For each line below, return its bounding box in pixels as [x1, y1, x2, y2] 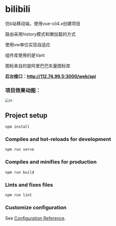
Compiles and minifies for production [5, 158, 97, 165]
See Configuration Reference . [5, 215, 66, 222]
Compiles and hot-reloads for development [5, 136, 112, 143]
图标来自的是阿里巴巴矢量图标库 [5, 63, 70, 69]
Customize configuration [5, 204, 67, 211]
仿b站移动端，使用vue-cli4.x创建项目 [5, 20, 81, 26]
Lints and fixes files [5, 181, 54, 188]
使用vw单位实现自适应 [5, 41, 51, 48]
